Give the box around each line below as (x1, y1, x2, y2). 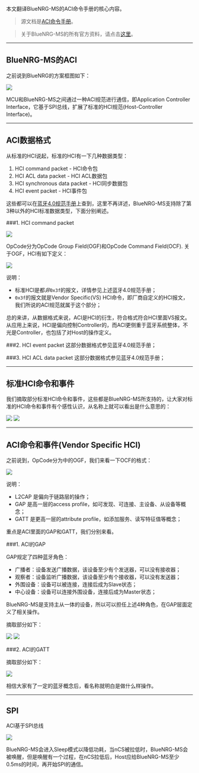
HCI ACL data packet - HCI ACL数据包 (14, 172, 108, 180)
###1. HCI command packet (6, 219, 74, 226)
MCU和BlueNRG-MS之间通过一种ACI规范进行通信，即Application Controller (6, 96, 191, 103)
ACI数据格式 (6, 136, 52, 146)
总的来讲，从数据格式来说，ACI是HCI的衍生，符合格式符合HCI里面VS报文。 (6, 314, 191, 321)
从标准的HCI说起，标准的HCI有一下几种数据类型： (6, 152, 129, 159)
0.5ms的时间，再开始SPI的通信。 (6, 761, 86, 768)
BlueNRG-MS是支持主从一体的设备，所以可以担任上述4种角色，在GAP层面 (6, 601, 188, 608)
